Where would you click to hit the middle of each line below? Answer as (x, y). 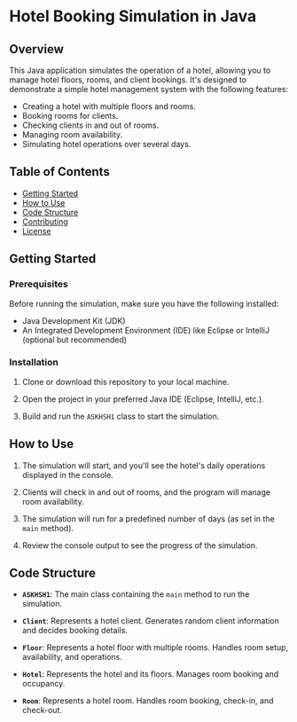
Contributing (45, 221)
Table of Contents (60, 172)
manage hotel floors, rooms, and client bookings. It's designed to (128, 80)
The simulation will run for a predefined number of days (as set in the (148, 518)
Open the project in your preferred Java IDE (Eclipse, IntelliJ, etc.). (143, 399)
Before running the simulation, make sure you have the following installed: (144, 303)
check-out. (42, 710)
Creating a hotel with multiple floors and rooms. (109, 106)
